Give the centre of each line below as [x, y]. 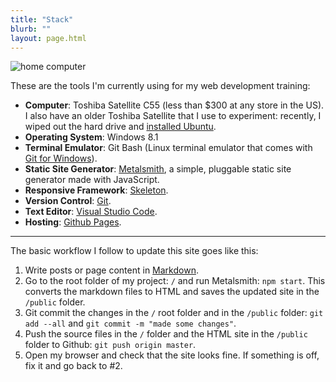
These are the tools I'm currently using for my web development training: [160, 86]
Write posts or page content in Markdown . [111, 270]
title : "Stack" [42, 19]
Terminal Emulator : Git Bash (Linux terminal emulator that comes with [168, 148]
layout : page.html [48, 38]
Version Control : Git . [68, 201]
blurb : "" [31, 29]
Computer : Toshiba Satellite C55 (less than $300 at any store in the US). [174, 105]
